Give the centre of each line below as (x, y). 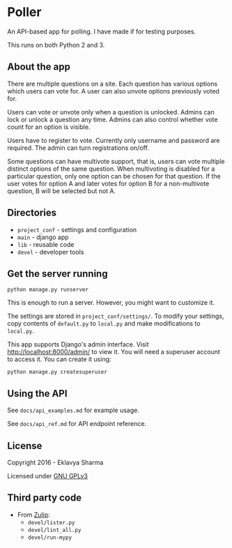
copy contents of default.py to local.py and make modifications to (104, 324)
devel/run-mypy (49, 538)
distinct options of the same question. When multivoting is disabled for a (111, 169)
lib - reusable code (46, 244)
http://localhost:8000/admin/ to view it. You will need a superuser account (114, 352)
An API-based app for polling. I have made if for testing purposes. (102, 31)
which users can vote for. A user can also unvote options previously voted (113, 91)
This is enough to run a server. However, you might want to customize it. (111, 303)
